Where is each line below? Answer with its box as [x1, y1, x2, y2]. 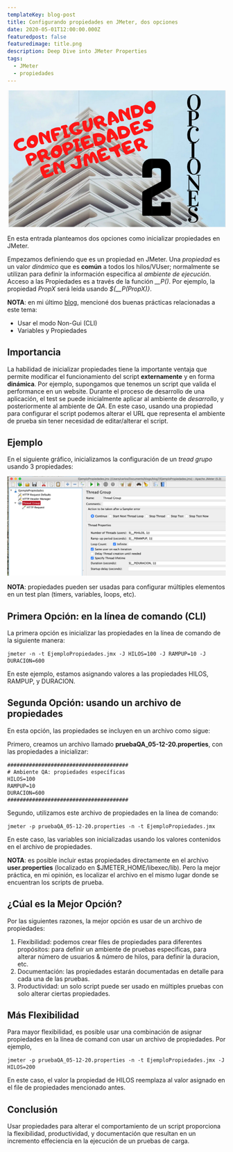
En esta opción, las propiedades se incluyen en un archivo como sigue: [7, 727, 210, 735]
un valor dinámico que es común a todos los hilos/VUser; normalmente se [7, 262, 220, 270]
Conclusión [7, 1103, 58, 1115]
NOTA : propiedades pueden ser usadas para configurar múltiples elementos [7, 583, 225, 591]
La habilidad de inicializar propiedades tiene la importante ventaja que [7, 365, 207, 373]
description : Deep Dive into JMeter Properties [7, 48, 148, 55]
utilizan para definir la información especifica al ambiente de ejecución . [7, 270, 212, 278]
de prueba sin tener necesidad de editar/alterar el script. [7, 416, 169, 425]
